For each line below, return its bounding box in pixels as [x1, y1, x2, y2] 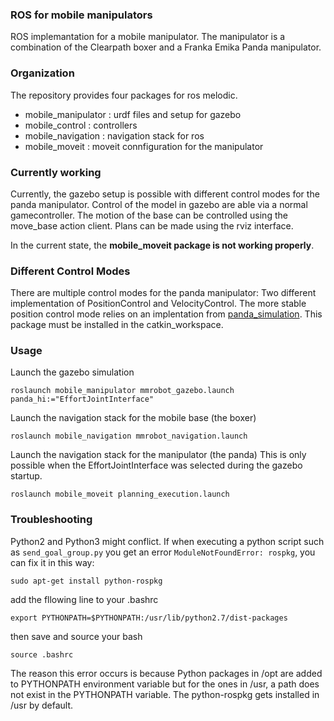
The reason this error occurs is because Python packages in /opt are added [10, 667, 323, 679]
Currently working [10, 165, 102, 179]
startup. [10, 470, 43, 482]
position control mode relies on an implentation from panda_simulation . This [10, 308, 323, 320]
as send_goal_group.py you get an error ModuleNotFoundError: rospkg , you [10, 546, 316, 558]
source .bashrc [10, 649, 74, 660]
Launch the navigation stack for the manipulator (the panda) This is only [10, 449, 307, 461]
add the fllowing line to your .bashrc [10, 593, 159, 605]
